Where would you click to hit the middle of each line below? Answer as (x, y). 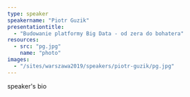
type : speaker (28, 14)
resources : (23, 40)
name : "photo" (40, 53)
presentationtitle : (36, 27)
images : (19, 60)
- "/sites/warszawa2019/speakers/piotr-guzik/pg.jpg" (94, 66)
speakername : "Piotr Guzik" (49, 20)
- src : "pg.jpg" (37, 46)
